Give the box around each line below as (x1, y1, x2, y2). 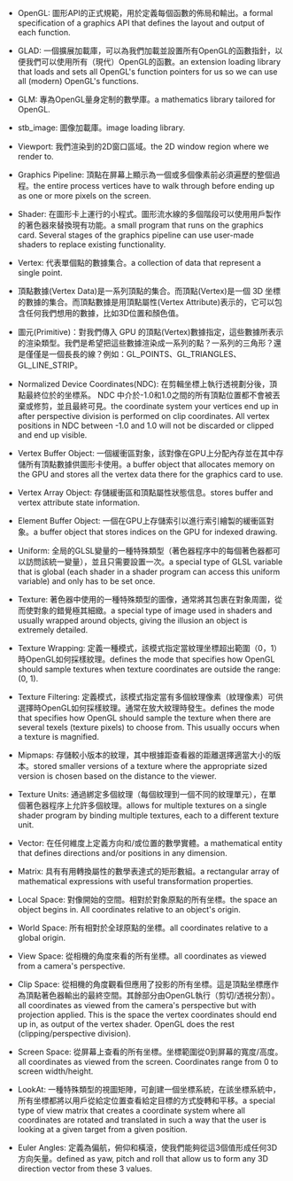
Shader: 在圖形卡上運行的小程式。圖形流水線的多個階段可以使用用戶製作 (17, 209, 281, 219)
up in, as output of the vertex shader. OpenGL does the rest (17, 1019, 235, 1029)
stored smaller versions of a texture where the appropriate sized (33, 761, 267, 771)
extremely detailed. (17, 625, 89, 635)
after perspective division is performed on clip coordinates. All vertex (17, 411, 270, 421)
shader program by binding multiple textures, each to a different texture (17, 810, 279, 820)
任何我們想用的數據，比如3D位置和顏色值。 (25, 308, 184, 318)
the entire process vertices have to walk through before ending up (33, 181, 275, 190)
